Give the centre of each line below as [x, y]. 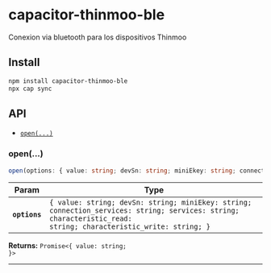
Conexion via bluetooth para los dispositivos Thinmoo [98, 37]
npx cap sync [30, 89]
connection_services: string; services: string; [144, 211]
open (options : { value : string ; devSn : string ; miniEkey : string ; [122, 171]
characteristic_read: [91, 219]
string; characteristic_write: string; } [130, 227]
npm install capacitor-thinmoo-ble [68, 81]
